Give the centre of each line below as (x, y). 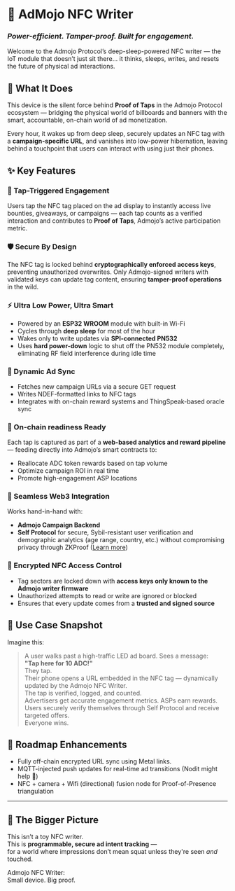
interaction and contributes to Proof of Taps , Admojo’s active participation (114, 221)
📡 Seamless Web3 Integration (58, 497)
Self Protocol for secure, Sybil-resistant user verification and (105, 532)
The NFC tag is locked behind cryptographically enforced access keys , (112, 265)
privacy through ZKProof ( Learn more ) (72, 547)
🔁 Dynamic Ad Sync (41, 371)
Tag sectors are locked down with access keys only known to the (113, 581)
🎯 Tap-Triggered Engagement (58, 191)
